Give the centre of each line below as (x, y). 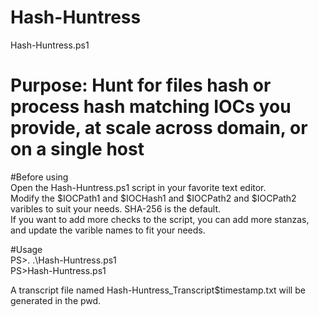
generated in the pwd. (56, 300)
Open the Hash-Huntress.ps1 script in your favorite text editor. (138, 187)
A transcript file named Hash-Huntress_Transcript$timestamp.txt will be (158, 290)
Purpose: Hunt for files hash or (141, 85)
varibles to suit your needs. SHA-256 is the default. (115, 208)
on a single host (77, 149)
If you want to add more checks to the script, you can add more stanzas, (160, 219)
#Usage (26, 249)
